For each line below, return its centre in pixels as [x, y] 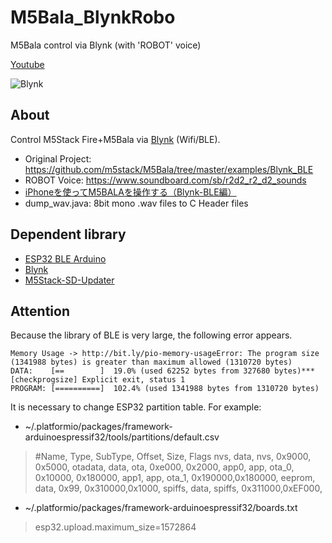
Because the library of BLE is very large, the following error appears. [151, 335]
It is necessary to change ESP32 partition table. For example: [136, 407]
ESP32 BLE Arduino [65, 258]
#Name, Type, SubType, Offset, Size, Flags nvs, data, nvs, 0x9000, [173, 457]
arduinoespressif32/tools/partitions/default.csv [122, 437]
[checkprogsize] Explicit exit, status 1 [98, 380]
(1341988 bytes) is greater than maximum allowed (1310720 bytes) [151, 362]
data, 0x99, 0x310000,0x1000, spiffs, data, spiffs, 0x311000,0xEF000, [178, 488]
